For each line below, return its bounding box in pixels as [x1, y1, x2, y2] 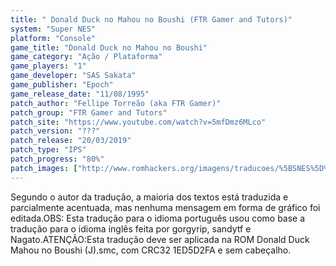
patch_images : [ [10, 163, 78, 173]
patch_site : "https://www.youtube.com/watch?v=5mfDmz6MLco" [10, 117, 267, 127]
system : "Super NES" [10, 24, 97, 34]
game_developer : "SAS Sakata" [10, 71, 137, 81]
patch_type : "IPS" [10, 145, 87, 155]
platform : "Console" [10, 33, 97, 43]
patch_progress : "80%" [10, 154, 105, 164]
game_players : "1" [10, 61, 87, 71]
